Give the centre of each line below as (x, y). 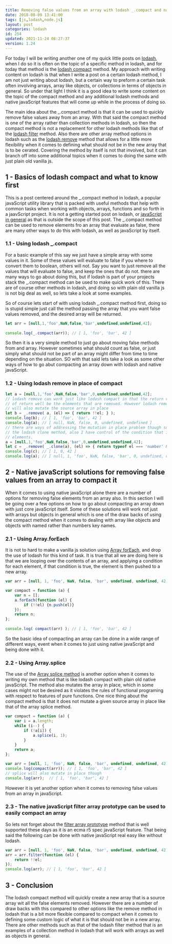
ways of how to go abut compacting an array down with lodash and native (83, 365)
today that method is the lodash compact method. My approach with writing (85, 69)
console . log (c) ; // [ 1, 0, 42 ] (41, 451)
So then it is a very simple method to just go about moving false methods (82, 343)
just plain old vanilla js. (29, 161)
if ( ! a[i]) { (38, 731)
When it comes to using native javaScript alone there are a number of (78, 493)
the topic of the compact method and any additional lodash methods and (82, 96)
